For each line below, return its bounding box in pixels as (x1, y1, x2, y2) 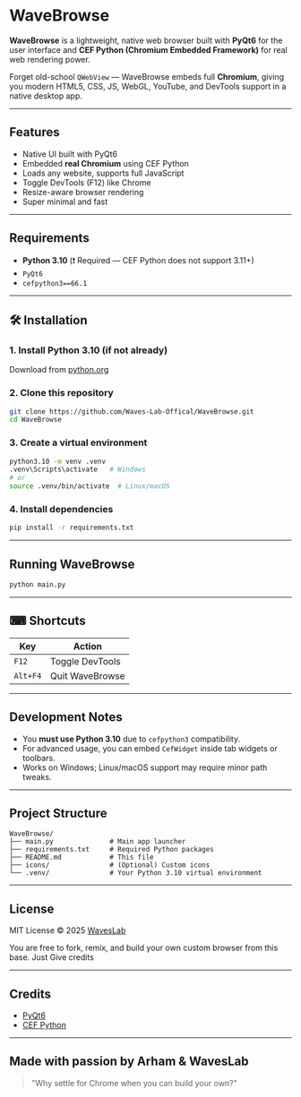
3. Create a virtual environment (9, 436, 148, 449)
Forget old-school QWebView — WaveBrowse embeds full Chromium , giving (9, 71, 285, 81)
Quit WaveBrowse (50, 669, 125, 681)
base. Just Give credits (9, 952, 94, 963)
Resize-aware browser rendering (21, 186, 144, 197)
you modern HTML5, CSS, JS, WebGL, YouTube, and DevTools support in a (9, 81, 287, 91)
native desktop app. (9, 90, 82, 101)
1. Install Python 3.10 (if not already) (9, 344, 168, 356)
